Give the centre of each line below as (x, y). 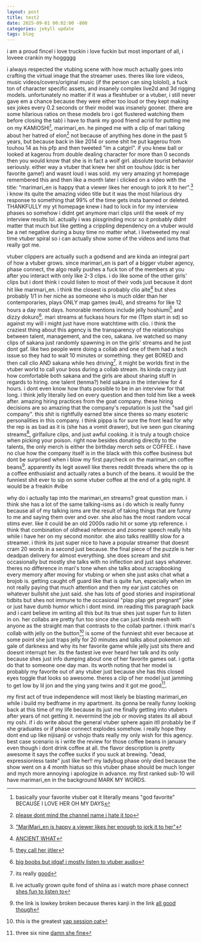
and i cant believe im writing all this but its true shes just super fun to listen (99, 613)
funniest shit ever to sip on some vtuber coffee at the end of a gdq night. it (99, 480)
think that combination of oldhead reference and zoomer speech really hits (99, 530)
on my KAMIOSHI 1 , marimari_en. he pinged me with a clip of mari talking (96, 127)
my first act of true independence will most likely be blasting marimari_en (97, 697)
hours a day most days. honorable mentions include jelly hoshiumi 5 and (95, 309)
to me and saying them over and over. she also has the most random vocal (99, 517)
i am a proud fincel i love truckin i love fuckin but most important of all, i (95, 51)
